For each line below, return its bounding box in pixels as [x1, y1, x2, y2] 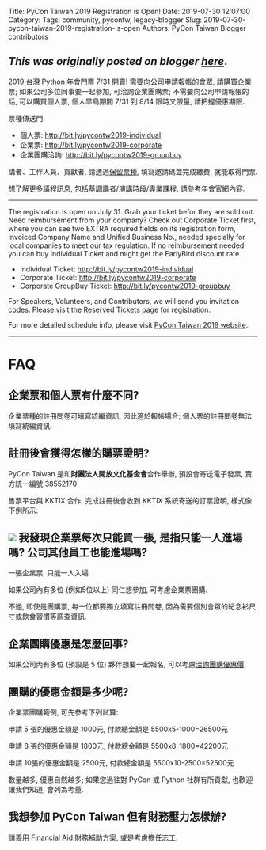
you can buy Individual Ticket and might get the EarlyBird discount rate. [8, 249, 241, 258]
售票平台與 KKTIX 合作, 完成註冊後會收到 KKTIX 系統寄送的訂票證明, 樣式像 [8, 495, 253, 505]
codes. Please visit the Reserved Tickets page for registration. [8, 305, 211, 314]
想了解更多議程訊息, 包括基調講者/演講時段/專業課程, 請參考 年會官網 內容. [8, 184, 245, 193]
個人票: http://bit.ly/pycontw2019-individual [19, 130, 161, 139]
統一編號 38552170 [14, 479, 78, 488]
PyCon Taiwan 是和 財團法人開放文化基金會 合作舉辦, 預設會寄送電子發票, [8, 469, 244, 478]
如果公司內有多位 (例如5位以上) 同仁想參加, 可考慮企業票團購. [8, 585, 208, 594]
